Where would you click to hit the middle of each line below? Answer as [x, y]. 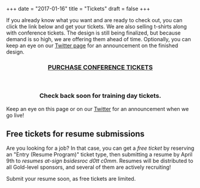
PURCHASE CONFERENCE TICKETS [100, 67]
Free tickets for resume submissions [76, 134]
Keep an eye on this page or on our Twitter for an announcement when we [98, 109]
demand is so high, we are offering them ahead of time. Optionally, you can [99, 39]
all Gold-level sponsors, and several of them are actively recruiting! [89, 167]
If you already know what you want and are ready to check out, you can [94, 20]
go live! [15, 115]
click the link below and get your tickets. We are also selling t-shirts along [96, 27]
